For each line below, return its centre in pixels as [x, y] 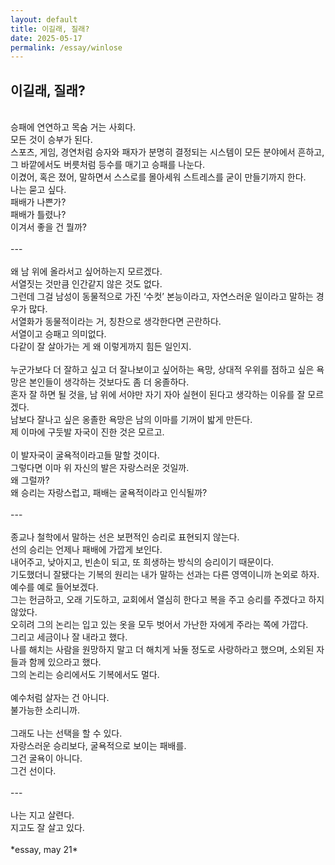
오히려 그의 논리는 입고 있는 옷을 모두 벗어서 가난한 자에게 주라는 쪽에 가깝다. [159, 625]
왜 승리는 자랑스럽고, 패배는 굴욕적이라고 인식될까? [109, 493]
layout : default [44, 19]
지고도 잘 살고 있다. [47, 828]
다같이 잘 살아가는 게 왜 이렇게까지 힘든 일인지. [101, 347]
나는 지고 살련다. [42, 815]
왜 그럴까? [30, 480]
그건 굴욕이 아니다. [46, 758]
